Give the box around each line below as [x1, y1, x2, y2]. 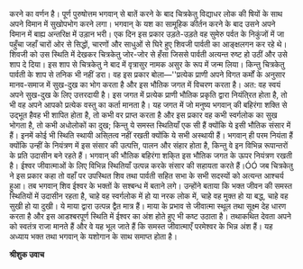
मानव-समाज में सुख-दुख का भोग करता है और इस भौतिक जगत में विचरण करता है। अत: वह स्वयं [9, 79, 281, 90]
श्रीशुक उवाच [9, 249, 45, 260]
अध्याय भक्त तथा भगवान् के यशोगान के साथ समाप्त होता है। [9, 231, 178, 242]
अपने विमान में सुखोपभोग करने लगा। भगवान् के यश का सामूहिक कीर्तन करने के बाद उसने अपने [9, 19, 276, 29]
